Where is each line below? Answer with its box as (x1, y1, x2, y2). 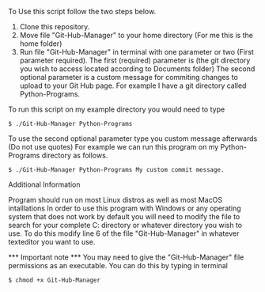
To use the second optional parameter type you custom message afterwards (8, 134, 258, 143)
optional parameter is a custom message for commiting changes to (19, 73, 239, 82)
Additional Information (8, 180, 81, 189)
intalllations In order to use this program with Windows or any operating (8, 203, 241, 213)
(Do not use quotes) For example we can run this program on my (8, 142, 219, 151)
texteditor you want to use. (8, 237, 96, 246)
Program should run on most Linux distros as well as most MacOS (8, 195, 223, 204)
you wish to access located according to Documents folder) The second (19, 64, 256, 74)
